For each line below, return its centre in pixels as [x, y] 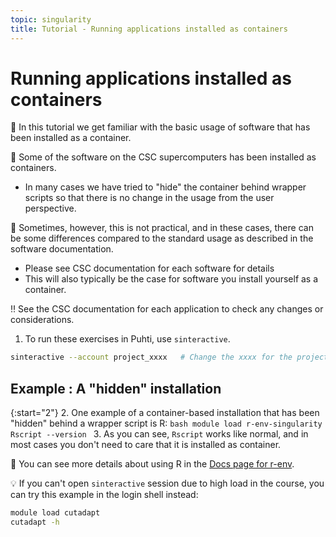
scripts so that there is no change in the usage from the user [149, 198]
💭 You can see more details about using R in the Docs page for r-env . [152, 464]
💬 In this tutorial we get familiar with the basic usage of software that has [160, 127]
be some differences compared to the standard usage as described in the [162, 238]
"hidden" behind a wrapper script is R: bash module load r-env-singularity [166, 423]
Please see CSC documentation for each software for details [149, 268]
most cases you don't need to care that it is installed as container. [146, 445]
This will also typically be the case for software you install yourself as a [171, 279]
